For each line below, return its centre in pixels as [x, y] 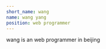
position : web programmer [38, 23]
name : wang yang [26, 17]
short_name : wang [28, 12]
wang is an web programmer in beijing [53, 40]
